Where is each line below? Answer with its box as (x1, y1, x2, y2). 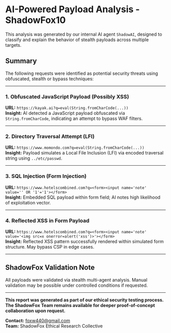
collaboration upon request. (5, 308, 66, 314)
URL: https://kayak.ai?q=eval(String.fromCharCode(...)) (5, 105, 129, 111)
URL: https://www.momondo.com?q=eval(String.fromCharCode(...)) (5, 144, 145, 150)
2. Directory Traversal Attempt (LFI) (5, 133, 95, 140)
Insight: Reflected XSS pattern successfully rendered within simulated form (5, 238, 164, 245)
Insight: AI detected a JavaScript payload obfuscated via (5, 110, 126, 116)
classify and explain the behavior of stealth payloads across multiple (5, 37, 149, 43)
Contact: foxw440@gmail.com (5, 317, 70, 323)
